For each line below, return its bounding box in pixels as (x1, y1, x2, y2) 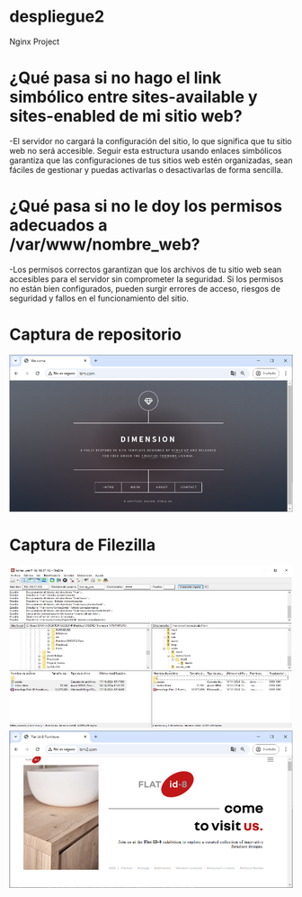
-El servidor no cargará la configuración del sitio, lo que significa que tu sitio (9, 135, 292, 146)
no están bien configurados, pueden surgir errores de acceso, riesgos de (9, 283, 281, 294)
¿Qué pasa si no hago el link (9, 68, 222, 88)
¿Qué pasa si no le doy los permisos (9, 196, 283, 217)
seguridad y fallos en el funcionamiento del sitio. (9, 293, 189, 304)
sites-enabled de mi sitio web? (9, 106, 243, 127)
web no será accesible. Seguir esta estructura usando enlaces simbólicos (9, 145, 282, 156)
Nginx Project (9, 36, 60, 47)
